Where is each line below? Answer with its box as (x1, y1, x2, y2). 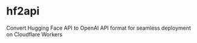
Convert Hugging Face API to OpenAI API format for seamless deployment (6, 24, 192, 31)
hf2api (6, 4, 40, 18)
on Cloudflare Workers (6, 30, 63, 38)
